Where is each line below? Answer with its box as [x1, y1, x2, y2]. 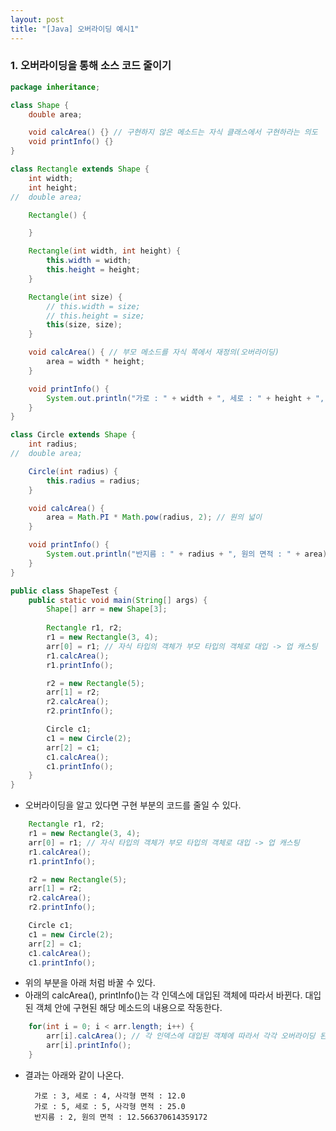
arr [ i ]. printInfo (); [46, 1041, 132, 1051]
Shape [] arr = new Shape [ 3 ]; [46, 604, 168, 615]
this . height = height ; [46, 265, 141, 275]
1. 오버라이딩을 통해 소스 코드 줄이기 [10, 59, 172, 73]
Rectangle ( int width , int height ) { [28, 246, 182, 256]
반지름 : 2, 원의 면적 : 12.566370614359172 [34, 1112, 208, 1122]
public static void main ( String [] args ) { [28, 595, 208, 605]
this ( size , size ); [46, 320, 123, 330]
